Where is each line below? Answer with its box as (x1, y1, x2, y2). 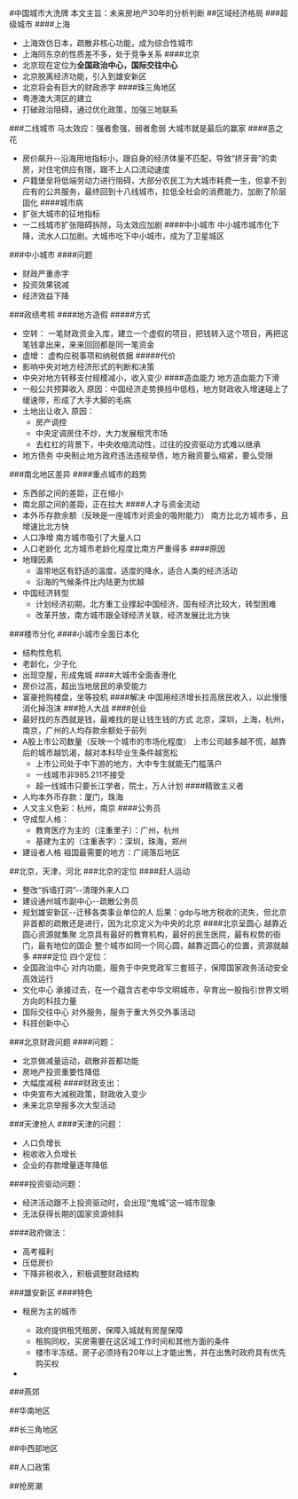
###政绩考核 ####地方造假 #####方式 (9, 310, 151, 319)
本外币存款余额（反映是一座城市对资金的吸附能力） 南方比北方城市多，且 (21, 510, 289, 521)
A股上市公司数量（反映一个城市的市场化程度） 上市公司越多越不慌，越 (21, 736, 279, 747)
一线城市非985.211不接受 (35, 770, 126, 780)
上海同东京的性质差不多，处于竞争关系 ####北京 (21, 49, 200, 59)
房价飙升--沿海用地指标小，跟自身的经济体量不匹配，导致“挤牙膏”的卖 (21, 153, 278, 163)
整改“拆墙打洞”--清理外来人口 (21, 885, 130, 895)
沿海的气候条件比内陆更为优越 (35, 577, 145, 587)
